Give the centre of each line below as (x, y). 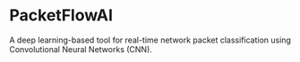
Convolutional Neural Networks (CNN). (81, 49)
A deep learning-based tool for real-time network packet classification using (150, 40)
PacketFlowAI (61, 15)
